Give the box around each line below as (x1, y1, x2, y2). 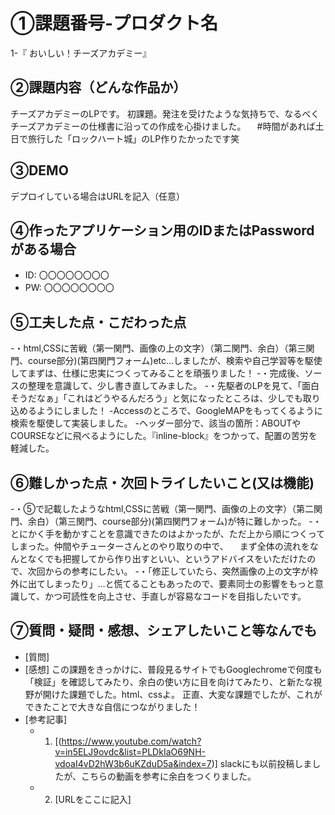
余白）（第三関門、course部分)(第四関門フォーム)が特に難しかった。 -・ (27, 515, 322, 527)
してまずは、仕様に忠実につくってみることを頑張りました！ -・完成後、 (10, 367, 305, 379)
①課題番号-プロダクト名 (10, 12, 219, 35)
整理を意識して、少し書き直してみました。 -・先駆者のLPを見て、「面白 (27, 380, 320, 392)
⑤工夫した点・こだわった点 (10, 314, 187, 331)
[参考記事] (24, 713, 68, 725)
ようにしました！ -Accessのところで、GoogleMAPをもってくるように (36, 405, 323, 417)
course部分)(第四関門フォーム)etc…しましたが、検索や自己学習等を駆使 (27, 355, 323, 367)
